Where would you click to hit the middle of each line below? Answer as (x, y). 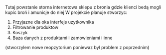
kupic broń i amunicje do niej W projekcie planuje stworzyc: (66, 12)
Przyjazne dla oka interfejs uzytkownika (53, 22)
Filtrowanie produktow (35, 27)
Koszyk (20, 32)
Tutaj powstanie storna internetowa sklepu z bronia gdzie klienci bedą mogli (83, 7)
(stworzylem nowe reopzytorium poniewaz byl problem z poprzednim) (77, 47)
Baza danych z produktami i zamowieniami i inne (62, 38)
